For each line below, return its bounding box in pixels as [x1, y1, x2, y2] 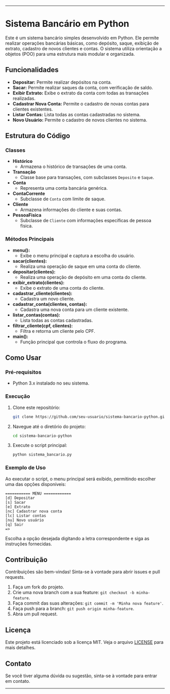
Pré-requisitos [5, 369, 41, 376]
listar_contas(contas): [12, 311, 61, 318]
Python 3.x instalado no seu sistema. [12, 380, 90, 386]
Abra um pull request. [12, 611, 58, 617]
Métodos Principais [5, 235, 54, 242]
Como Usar [5, 354, 41, 362]
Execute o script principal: [12, 442, 67, 448]
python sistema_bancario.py [12, 452, 72, 457]
